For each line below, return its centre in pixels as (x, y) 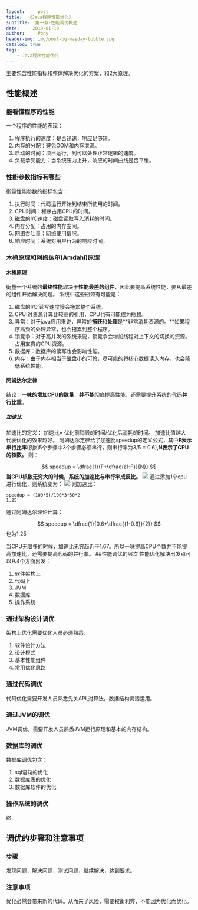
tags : (13, 50)
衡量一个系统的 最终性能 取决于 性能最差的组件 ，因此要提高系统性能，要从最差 (99, 286)
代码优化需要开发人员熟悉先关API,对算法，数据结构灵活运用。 (81, 698)
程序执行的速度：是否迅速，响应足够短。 (64, 138)
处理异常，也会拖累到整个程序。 (74, 329)
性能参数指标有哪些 (33, 177)
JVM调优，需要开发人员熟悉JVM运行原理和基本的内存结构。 (79, 729)
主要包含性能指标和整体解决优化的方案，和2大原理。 (70, 73)
